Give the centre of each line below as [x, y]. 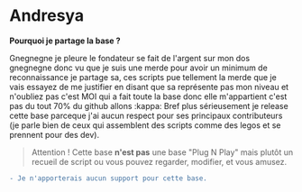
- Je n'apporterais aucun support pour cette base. [108, 178]
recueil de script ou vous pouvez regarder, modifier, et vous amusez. [159, 161]
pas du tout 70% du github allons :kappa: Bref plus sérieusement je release [149, 105]
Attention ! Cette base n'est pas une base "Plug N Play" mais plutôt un [162, 152]
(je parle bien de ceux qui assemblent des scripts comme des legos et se [145, 125]
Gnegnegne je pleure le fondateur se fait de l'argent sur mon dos [130, 58]
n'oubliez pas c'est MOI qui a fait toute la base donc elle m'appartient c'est [148, 96]
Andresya [46, 16]
